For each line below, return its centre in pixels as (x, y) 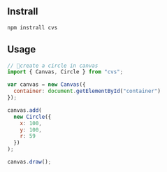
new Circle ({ (32, 117)
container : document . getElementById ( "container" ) (87, 91)
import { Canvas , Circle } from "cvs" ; (65, 72)
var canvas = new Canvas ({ (46, 85)
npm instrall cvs (32, 27)
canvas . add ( (24, 110)
